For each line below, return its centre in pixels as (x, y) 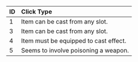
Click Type (37, 12)
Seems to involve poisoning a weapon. (75, 50)
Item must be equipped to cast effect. (74, 41)
